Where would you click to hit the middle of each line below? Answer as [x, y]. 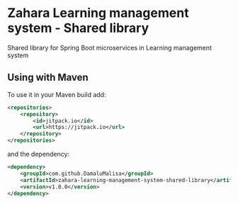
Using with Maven [48, 78]
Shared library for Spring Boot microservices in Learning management [110, 47]
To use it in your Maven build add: [57, 94]
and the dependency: [38, 154]
